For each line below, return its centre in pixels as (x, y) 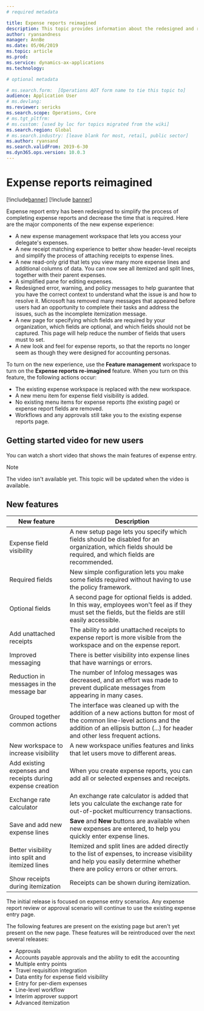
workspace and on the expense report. (125, 645)
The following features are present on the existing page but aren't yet (93, 926)
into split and (28, 858)
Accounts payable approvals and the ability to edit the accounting (97, 957)
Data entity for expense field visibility (61, 977)
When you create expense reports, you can (131, 771)
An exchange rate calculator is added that (129, 796)
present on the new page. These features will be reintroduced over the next (101, 933)
